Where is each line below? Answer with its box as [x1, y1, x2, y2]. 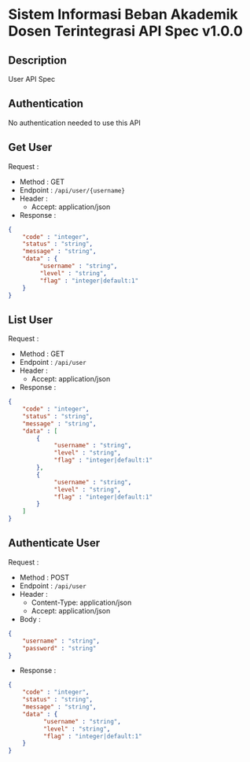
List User [8, 313, 53, 326]
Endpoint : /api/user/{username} [19, 185, 126, 194]
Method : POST [19, 572, 69, 582]
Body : [19, 614, 41, 624]
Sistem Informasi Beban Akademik [8, 6, 238, 24]
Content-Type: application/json [31, 598, 132, 607]
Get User [8, 141, 53, 154]
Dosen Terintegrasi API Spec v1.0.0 [8, 22, 244, 40]
